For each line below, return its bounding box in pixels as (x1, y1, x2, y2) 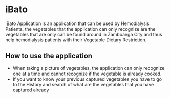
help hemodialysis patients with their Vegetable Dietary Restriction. (5, 37, 147, 43)
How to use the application (5, 52, 93, 60)
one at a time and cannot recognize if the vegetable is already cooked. (12, 70, 162, 77)
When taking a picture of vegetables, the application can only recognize (12, 65, 165, 71)
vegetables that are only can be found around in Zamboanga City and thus (5, 31, 162, 37)
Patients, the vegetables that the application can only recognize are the (5, 26, 156, 32)
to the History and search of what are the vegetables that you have (12, 81, 154, 87)
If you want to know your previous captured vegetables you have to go (12, 76, 162, 82)
